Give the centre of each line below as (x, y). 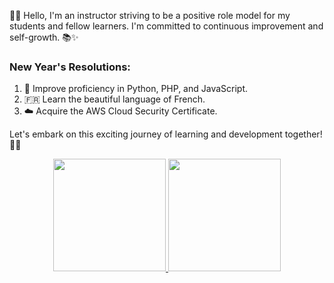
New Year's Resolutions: (70, 67)
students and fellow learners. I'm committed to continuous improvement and (166, 26)
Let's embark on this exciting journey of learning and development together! (166, 134)
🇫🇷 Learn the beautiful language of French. (114, 99)
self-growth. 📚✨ (44, 37)
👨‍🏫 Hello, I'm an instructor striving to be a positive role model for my (150, 15)
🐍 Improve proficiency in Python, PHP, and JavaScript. (136, 89)
